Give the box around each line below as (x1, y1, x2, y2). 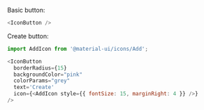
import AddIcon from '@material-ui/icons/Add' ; (7, 45, 149, 52)
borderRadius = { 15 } (13, 64, 68, 72)
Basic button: (7, 6, 45, 14)
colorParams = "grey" (13, 77, 71, 84)
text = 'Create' (13, 84, 54, 91)
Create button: (7, 31, 49, 40)
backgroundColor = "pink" (13, 71, 82, 78)
